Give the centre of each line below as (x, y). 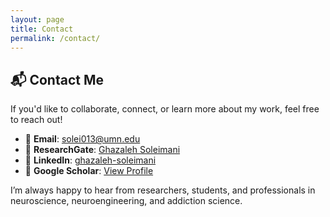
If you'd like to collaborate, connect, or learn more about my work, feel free (165, 109)
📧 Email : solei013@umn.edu (82, 139)
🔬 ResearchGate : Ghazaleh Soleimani (102, 150)
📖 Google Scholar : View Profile (89, 171)
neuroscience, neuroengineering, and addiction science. (126, 201)
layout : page (37, 19)
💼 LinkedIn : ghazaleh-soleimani (90, 160)
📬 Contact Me (57, 79)
